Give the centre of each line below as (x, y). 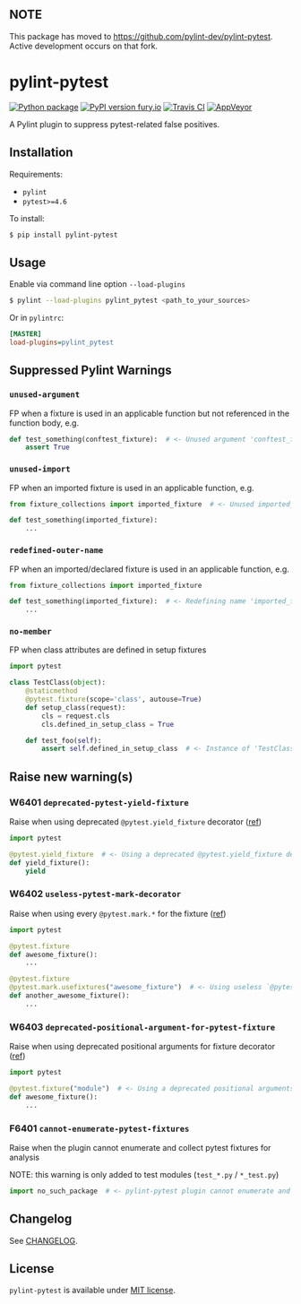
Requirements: (36, 174)
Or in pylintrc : (37, 318)
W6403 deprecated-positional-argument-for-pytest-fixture (142, 1027)
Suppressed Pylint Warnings (90, 371)
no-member (30, 632)
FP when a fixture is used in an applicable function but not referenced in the (149, 413)
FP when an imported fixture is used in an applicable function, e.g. (132, 488)
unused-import (40, 469)
